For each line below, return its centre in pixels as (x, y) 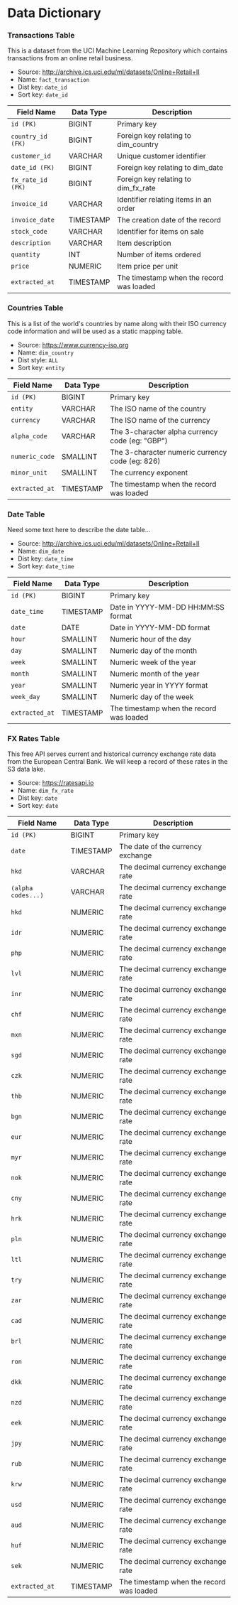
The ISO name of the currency (160, 420)
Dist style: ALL (38, 360)
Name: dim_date (41, 551)
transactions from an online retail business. (70, 58)
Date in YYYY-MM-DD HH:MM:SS (167, 607)
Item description (144, 243)
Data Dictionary (54, 13)
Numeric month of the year (154, 674)
